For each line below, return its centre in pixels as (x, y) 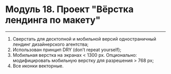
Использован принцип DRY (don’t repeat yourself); (67, 50)
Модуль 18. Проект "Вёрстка (69, 9)
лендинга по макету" (53, 20)
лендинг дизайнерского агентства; (51, 44)
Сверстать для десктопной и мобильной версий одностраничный (84, 39)
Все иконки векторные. (38, 66)
